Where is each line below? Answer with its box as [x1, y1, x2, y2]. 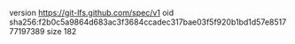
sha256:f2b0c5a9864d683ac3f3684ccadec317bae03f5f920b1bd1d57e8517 [9, 17, 287, 27]
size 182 [46, 26, 77, 36]
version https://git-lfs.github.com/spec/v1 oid [9, 8, 175, 18]
